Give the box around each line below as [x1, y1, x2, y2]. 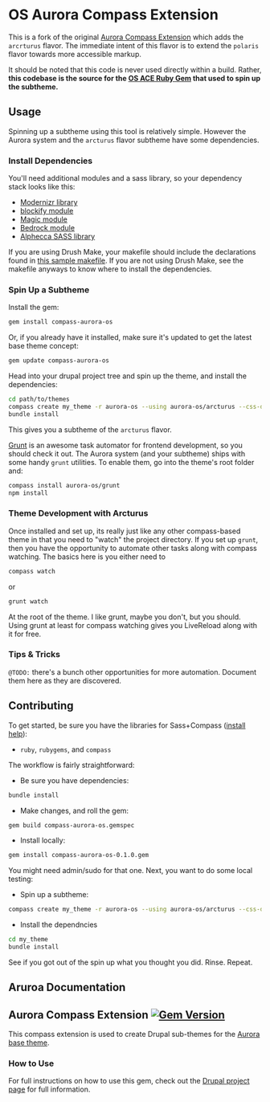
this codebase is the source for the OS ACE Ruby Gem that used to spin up [8, 73, 261, 83]
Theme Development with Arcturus [8, 508, 149, 519]
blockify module [19, 206, 74, 216]
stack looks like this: [8, 182, 76, 192]
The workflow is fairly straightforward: [8, 760, 135, 769]
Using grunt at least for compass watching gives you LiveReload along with [8, 620, 258, 630]
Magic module [19, 214, 68, 224]
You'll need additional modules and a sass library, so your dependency [8, 173, 243, 183]
